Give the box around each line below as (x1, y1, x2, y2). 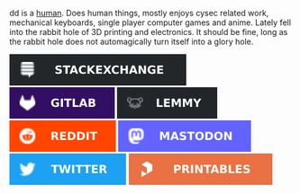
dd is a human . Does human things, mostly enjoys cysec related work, (9, 8, 269, 18)
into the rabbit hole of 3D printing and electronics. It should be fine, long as (9, 27, 288, 37)
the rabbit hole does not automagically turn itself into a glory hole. (9, 36, 254, 47)
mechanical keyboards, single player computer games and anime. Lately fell (9, 17, 291, 28)
